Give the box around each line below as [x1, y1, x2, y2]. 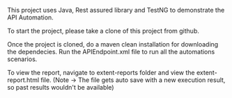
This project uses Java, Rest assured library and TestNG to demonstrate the [7, 6, 225, 14]
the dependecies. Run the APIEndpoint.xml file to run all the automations [7, 48, 215, 56]
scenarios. [7, 55, 38, 63]
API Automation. [7, 13, 54, 22]
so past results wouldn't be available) [7, 83, 114, 91]
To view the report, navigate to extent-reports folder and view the [7, 69, 195, 76]
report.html [7, 76, 40, 84]
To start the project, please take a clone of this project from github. [7, 27, 200, 35]
